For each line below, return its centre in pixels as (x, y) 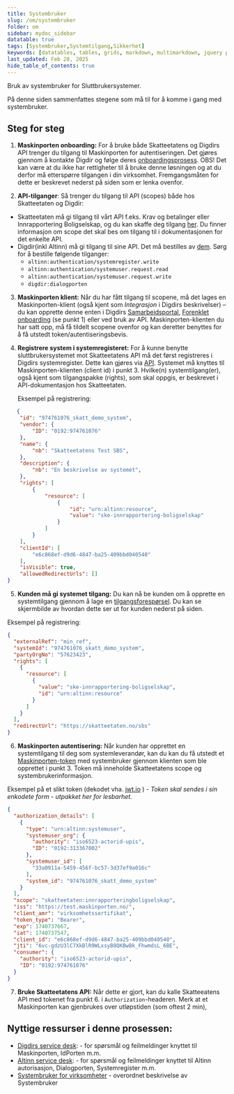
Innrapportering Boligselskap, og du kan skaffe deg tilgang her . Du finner (122, 224)
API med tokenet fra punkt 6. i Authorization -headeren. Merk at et (112, 999)
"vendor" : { (37, 425)
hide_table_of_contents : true (51, 66)
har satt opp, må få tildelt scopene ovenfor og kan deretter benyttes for (119, 327)
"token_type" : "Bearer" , (49, 920)
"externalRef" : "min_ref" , (53, 641)
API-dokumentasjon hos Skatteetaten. (72, 385)
